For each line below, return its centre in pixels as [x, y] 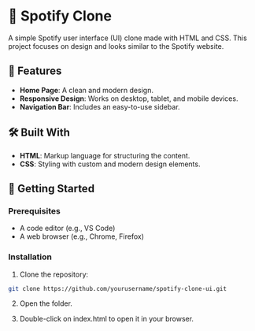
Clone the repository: [54, 274]
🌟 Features [35, 71]
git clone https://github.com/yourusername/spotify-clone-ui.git [117, 288]
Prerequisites [34, 210]
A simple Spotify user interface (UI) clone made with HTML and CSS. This [128, 38]
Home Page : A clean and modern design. [86, 90]
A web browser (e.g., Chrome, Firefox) [81, 236]
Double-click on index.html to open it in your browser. [107, 319]
